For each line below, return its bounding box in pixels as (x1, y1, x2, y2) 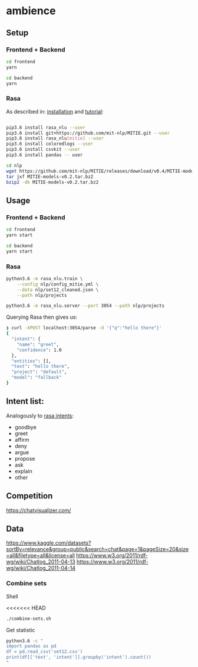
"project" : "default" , (11, 369, 67, 375)
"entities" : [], (11, 358, 51, 364)
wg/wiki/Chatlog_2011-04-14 (6, 565, 75, 572)
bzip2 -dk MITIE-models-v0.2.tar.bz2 (6, 179, 99, 185)
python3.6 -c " (6, 637, 44, 644)
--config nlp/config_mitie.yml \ (16, 281, 99, 287)
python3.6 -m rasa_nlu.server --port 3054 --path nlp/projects (6, 303, 165, 309)
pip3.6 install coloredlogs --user (6, 141, 94, 147)
